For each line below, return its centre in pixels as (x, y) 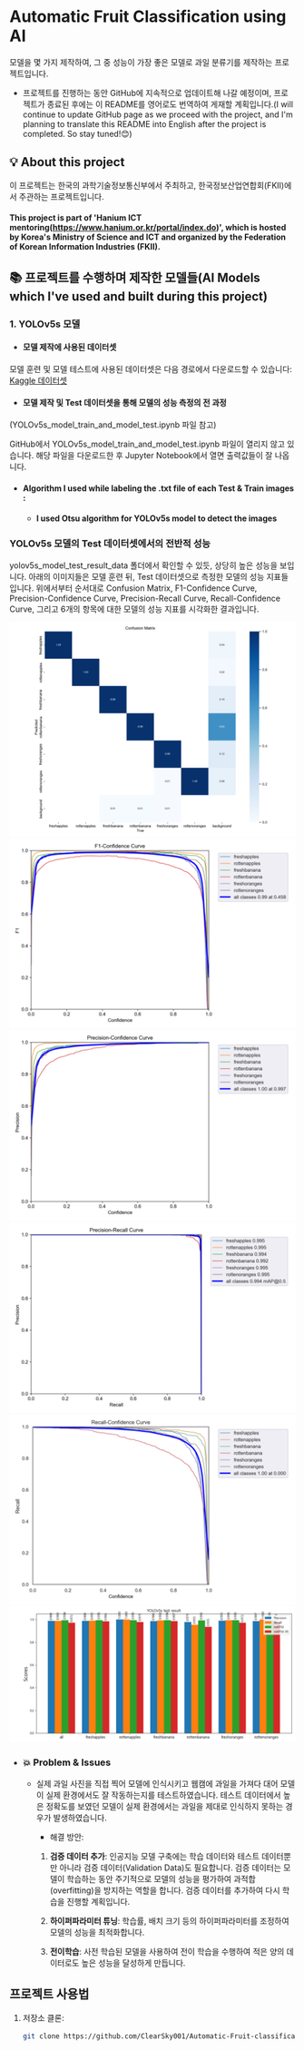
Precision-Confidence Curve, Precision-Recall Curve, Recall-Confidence (145, 598)
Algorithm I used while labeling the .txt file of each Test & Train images (158, 488)
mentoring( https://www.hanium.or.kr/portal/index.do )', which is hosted (148, 228)
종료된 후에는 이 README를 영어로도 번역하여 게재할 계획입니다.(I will (170, 104)
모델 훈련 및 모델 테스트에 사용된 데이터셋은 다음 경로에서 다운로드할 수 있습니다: (151, 368)
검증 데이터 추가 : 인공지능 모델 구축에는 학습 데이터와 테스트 (155, 1856)
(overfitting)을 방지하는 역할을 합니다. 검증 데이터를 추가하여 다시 (165, 1890)
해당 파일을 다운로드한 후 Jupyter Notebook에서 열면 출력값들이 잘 (154, 456)
